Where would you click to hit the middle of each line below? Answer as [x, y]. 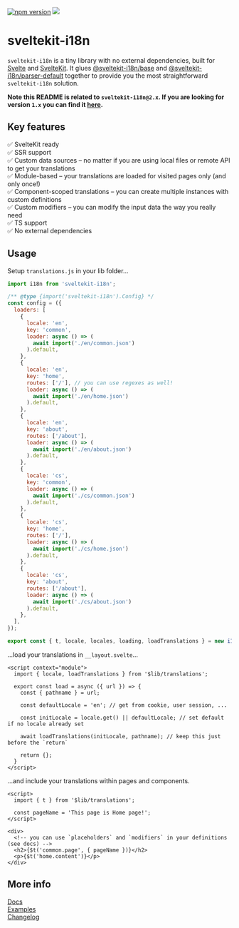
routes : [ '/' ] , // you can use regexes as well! [100, 383]
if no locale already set [46, 724]
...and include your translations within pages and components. [99, 780]
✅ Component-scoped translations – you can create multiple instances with [118, 191]
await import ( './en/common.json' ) [84, 343]
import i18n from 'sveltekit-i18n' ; [62, 284]
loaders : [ [30, 310]
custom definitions [34, 199]
